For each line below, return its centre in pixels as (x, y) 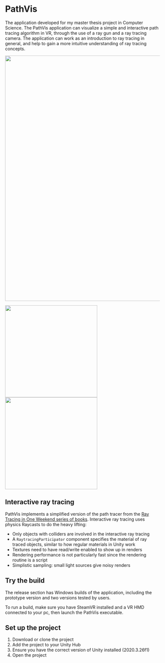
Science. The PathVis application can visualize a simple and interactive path (82, 27)
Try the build (25, 581)
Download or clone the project (43, 639)
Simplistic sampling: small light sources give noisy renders (71, 565)
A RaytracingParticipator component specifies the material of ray (80, 539)
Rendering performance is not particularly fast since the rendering (79, 555)
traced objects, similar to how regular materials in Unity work (74, 544)
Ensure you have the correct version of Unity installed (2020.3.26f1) (81, 650)
